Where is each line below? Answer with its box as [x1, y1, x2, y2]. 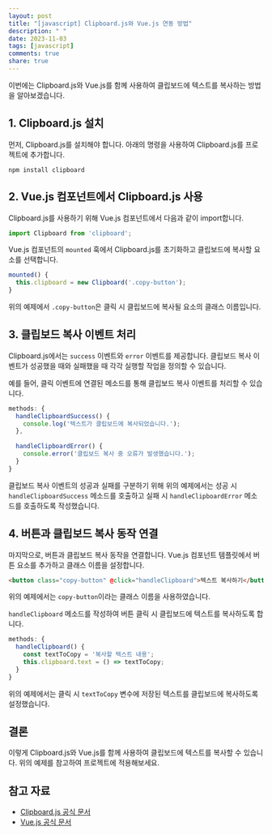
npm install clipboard [8, 165, 85, 174]
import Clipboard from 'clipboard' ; [8, 229, 132, 238]
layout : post [8, 11, 53, 20]
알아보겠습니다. [16, 90, 66, 100]
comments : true [8, 49, 60, 58]
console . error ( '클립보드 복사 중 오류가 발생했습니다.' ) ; [23, 450, 196, 458]
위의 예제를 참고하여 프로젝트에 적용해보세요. [19, 758, 160, 768]
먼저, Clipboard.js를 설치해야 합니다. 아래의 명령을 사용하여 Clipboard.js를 [8, 139, 244, 149]
